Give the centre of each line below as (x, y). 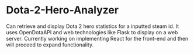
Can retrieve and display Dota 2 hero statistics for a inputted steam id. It (93, 26)
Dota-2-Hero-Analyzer (62, 10)
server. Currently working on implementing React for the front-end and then (97, 38)
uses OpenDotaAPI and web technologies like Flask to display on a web (92, 32)
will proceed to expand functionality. (50, 45)
